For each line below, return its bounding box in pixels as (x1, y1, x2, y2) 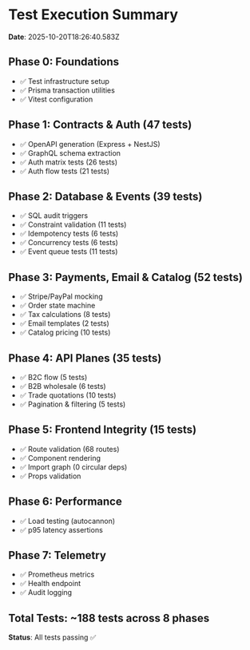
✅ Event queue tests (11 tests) (19, 247, 118, 256)
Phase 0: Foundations (8, 55, 120, 69)
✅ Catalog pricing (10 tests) (19, 327, 111, 337)
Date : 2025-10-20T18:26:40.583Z (8, 32, 120, 42)
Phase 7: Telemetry (8, 549, 106, 562)
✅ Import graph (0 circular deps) (19, 462, 128, 472)
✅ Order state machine (19, 301, 96, 311)
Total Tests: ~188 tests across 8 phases (8, 611, 210, 624)
